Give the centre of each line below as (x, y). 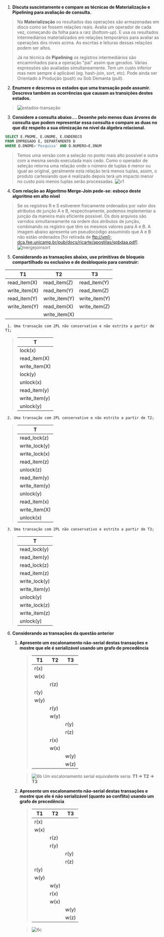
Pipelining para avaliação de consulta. (52, 12)
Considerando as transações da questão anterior (63, 633)
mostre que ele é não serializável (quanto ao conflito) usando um (87, 796)
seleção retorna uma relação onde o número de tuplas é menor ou (84, 165)
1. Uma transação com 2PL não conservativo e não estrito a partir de (81, 326)
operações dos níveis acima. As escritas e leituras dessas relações (85, 43)
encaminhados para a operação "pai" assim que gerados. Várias (82, 63)
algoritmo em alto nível (36, 196)
